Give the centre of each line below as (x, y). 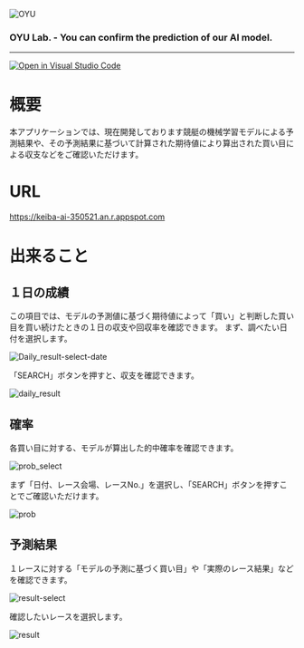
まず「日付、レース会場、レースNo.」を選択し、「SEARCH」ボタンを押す (145, 484)
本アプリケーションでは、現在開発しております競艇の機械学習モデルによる (148, 132)
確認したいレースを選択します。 (68, 616)
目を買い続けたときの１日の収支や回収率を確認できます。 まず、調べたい (145, 327)
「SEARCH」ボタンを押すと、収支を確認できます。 (104, 375)
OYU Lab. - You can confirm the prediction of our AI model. (141, 37)
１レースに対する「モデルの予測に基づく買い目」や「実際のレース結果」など (152, 568)
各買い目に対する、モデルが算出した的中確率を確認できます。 (124, 448)
